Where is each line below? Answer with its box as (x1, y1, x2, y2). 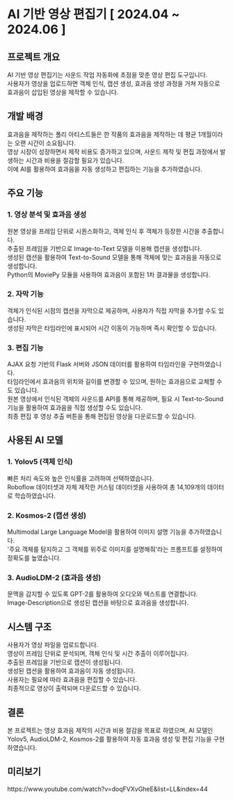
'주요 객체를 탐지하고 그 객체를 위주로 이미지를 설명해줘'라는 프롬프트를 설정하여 (7, 545, 223, 553)
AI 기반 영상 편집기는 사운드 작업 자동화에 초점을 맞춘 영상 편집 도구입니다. (7, 71, 208, 79)
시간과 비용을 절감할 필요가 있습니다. (25, 156, 124, 164)
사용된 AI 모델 (7, 434, 64, 446)
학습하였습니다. (14, 491, 56, 500)
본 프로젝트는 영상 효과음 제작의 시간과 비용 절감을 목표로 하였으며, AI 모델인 (7, 726, 214, 734)
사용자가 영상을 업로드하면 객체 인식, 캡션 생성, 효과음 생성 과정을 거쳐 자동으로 (7, 79, 220, 88)
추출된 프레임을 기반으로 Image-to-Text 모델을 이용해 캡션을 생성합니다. (7, 244, 202, 252)
